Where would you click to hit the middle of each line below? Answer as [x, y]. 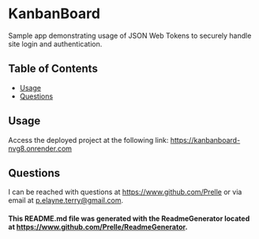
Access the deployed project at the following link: [88, 140]
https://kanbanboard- [205, 140]
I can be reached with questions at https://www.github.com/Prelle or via [125, 192]
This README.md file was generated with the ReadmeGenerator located [129, 218]
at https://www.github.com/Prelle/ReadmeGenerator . [98, 226]
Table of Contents [53, 69]
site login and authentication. [55, 43]
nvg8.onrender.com [40, 148]
